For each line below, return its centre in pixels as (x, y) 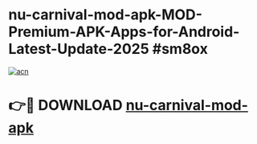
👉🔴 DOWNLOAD (65, 105)
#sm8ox (180, 49)
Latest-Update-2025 (79, 49)
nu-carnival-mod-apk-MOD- (106, 15)
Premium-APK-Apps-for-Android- (124, 32)
